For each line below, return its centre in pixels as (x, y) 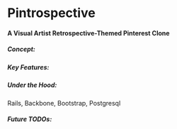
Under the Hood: (32, 85)
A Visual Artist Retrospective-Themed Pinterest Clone (88, 33)
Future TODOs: (30, 119)
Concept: (21, 49)
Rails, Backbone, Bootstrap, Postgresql (64, 103)
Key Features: (28, 67)
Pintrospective (51, 13)
